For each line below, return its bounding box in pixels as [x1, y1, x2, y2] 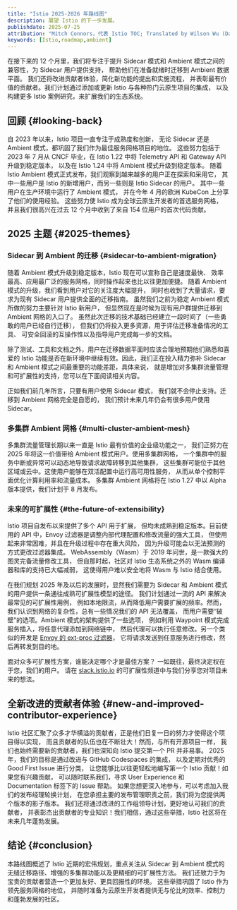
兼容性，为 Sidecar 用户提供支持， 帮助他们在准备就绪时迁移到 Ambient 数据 [7, 66, 229, 74]
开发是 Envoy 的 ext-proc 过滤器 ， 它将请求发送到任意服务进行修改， [19, 633, 220, 642]
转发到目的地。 [19, 643, 63, 651]
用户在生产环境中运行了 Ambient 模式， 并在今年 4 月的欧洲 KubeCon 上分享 [7, 188, 229, 196]
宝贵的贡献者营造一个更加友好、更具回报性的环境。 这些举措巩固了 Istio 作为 [7, 877, 229, 885]
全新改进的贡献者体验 [7, 698, 100, 710]
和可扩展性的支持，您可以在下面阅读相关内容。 [7, 371, 143, 380]
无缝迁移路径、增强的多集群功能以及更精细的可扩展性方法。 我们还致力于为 [7, 868, 226, 877]
